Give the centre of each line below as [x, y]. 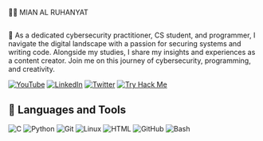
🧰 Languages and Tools [67, 110]
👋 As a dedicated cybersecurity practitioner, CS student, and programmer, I [132, 35]
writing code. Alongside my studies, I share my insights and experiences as [132, 53]
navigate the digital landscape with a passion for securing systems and [125, 44]
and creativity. [32, 69]
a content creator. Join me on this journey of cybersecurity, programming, [130, 61]
